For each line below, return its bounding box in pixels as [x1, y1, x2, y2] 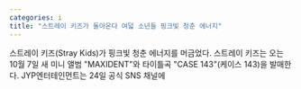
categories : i [9, 13, 63, 22]
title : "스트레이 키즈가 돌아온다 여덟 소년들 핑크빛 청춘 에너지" [9, 22, 223, 31]
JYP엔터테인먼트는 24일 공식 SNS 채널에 [21, 69, 166, 81]
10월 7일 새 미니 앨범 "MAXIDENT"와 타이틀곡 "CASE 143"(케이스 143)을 [9, 58, 268, 69]
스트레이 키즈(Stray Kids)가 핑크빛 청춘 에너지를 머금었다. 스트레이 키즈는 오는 [9, 47, 284, 58]
